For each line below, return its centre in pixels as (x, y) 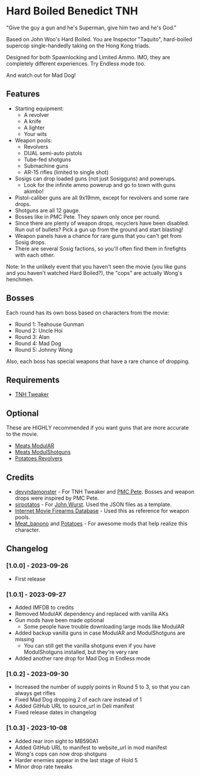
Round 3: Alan (32, 337)
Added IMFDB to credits (44, 607)
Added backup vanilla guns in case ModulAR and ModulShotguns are (100, 633)
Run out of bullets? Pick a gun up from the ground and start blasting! (99, 230)
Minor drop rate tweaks (44, 766)
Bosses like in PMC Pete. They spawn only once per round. (87, 216)
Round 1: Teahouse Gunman (49, 324)
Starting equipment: (39, 108)
